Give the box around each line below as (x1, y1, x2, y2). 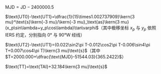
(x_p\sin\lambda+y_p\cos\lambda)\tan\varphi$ (5, 25, 99, 31)
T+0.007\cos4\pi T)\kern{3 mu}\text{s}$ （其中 (5, 47, 101, 53)
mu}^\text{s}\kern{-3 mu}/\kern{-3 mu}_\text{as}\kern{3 (5, 19, 120, 25)
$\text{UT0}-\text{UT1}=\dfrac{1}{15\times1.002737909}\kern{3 (5, 14, 135, 19)
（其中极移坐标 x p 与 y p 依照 (98, 25, 157, 32)
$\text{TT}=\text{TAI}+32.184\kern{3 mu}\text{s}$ (5, 64, 107, 70)
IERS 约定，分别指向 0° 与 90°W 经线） (5, 32, 85, 37)
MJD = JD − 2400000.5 (5, 4, 54, 10)
